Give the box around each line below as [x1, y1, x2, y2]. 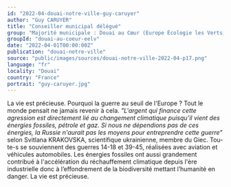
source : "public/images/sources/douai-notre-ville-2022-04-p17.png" [7, 55, 208, 62]
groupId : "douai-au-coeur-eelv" [7, 36, 100, 43]
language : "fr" [7, 61, 51, 68]
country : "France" [7, 74, 60, 81]
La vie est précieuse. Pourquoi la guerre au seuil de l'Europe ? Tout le [7, 99, 203, 107]
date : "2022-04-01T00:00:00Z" [7, 42, 94, 49]
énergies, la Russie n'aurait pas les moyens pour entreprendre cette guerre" [7, 129, 223, 137]
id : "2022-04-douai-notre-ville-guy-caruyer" [7, 10, 140, 17]
